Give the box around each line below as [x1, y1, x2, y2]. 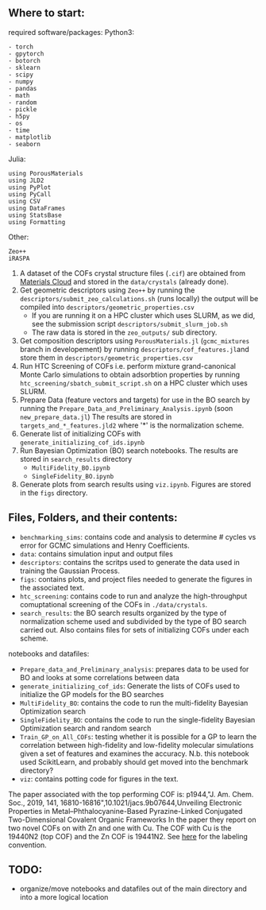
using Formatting [8, 218, 66, 226]
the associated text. [19, 583, 85, 592]
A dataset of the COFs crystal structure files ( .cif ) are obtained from [19, 268, 246, 277]
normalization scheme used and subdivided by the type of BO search [19, 616, 247, 626]
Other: [8, 232, 29, 242]
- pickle [8, 105, 37, 114]
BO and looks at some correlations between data [19, 672, 180, 682]
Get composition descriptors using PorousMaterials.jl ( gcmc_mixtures [19, 335, 250, 345]
